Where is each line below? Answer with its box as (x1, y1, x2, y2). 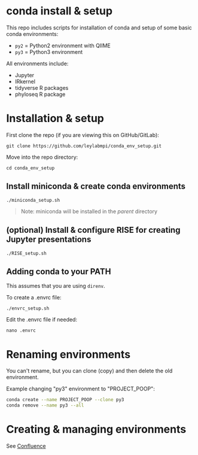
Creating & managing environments (6, 423, 187, 436)
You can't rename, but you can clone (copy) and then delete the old (6, 367, 173, 375)
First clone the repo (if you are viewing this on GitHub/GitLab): (6, 131, 160, 138)
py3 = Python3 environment (14, 48, 83, 55)
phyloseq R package (14, 90, 66, 98)
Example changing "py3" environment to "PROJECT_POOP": (6, 385, 156, 393)
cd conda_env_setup (6, 165, 55, 171)
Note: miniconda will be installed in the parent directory (20, 208, 157, 215)
